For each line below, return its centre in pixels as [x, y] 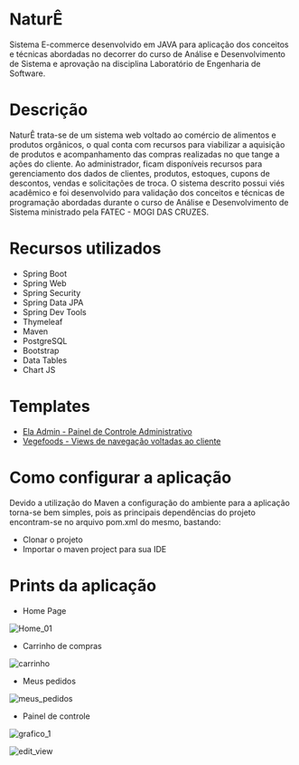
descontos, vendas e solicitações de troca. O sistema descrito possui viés [147, 183]
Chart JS [39, 369]
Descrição [49, 110]
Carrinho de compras [62, 645]
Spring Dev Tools [55, 311]
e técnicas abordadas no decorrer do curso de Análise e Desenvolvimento [148, 53]
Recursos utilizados [85, 249]
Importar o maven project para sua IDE [94, 549]
